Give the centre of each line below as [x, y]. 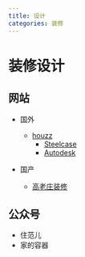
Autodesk [60, 152]
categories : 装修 [36, 23]
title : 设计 [27, 16]
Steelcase [61, 144]
